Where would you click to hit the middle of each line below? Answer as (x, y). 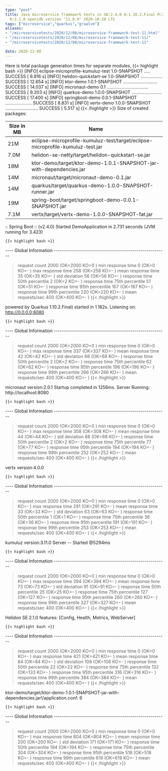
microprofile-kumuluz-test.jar (67, 146)
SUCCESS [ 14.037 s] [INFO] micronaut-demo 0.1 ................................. (77, 87)
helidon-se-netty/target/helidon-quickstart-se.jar (91, 154)
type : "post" (19, 10)
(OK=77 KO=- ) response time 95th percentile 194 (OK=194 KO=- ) (86, 447)
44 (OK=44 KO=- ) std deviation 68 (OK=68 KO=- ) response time (85, 436)
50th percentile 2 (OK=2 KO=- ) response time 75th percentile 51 (84, 281)
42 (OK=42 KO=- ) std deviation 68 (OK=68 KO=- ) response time (85, 356)
